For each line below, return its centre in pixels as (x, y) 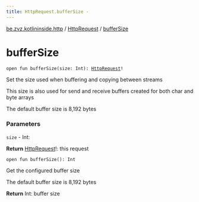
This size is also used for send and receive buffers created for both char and (100, 91)
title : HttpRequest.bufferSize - (48, 12)
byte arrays (20, 97)
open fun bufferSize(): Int (41, 159)
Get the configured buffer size (43, 171)
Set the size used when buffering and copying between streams (84, 79)
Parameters (23, 124)
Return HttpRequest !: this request (48, 149)
